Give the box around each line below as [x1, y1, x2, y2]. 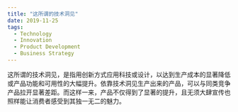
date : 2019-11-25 [7, 17, 59, 24]
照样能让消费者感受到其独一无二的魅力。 [7, 96, 125, 105]
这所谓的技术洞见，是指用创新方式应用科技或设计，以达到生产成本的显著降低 [7, 70, 231, 79]
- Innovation [13, 37, 52, 44]
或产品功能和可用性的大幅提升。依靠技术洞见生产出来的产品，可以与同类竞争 [7, 79, 231, 87]
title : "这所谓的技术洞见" [7, 10, 79, 18]
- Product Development [13, 43, 81, 50]
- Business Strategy [13, 50, 74, 57]
